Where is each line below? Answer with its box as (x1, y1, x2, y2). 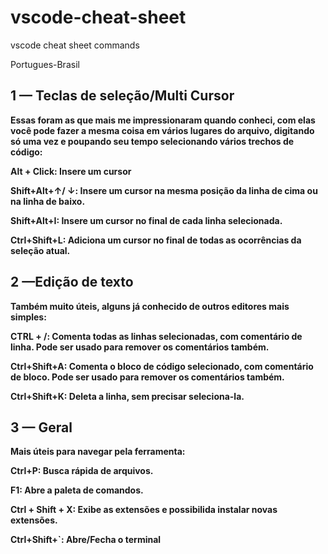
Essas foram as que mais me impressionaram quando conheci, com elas (10, 114, 316, 126)
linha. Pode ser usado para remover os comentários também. (10, 341, 270, 353)
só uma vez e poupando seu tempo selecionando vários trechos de (10, 135, 295, 147)
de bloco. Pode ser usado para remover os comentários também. (10, 371, 285, 383)
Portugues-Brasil (10, 58, 80, 70)
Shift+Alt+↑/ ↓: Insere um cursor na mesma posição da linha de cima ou (10, 184, 318, 196)
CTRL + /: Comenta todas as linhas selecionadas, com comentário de (10, 330, 303, 342)
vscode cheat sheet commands (10, 39, 140, 51)
